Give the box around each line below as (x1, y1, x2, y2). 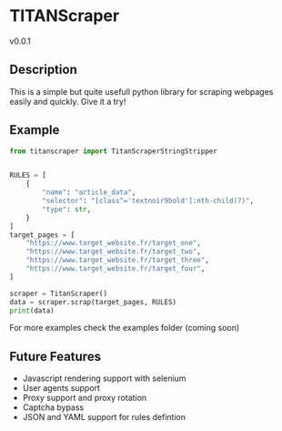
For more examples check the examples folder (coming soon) (9, 323, 240, 334)
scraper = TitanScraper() (9, 289, 107, 298)
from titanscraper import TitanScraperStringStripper (9, 147, 218, 156)
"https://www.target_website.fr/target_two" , (25, 247, 202, 256)
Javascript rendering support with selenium (22, 373, 186, 384)
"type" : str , (42, 204, 92, 214)
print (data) (9, 306, 55, 315)
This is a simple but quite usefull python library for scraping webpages (9, 86, 274, 97)
